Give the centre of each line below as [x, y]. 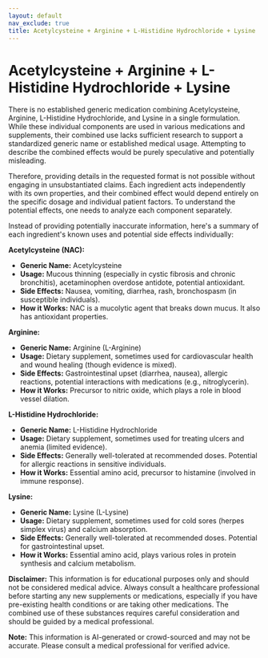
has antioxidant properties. [64, 317]
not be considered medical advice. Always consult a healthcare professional [134, 587]
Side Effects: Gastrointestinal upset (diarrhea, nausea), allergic [124, 373]
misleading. [27, 160]
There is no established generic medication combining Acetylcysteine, [124, 110]
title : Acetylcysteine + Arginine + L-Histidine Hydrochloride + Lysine [132, 30]
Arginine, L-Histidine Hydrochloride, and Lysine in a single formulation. [124, 118]
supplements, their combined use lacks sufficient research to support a [126, 135]
